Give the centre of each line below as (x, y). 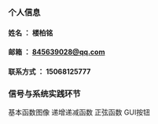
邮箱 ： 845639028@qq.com (57, 52)
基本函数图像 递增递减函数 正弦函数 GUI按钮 (79, 112)
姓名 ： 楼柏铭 (31, 32)
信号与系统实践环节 (44, 93)
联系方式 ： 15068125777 (50, 71)
